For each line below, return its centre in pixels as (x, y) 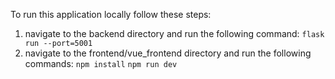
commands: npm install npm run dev (101, 63)
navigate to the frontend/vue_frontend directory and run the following (168, 53)
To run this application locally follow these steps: (111, 14)
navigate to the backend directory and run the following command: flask (174, 33)
